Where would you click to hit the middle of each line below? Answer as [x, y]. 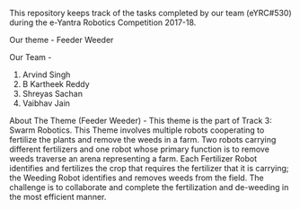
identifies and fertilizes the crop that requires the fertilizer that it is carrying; [149, 168]
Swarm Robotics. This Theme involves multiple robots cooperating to [137, 130]
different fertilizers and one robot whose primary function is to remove [139, 149]
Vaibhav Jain [46, 103]
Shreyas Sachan [53, 94]
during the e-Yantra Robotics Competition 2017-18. [103, 22]
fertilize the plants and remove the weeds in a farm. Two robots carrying [143, 139]
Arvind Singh [46, 74]
